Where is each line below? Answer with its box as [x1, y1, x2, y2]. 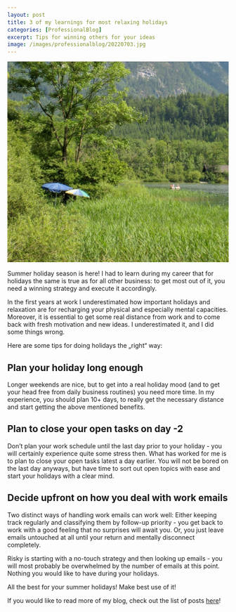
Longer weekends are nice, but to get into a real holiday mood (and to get [7, 380, 220, 389]
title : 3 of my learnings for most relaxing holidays [7, 18, 169, 26]
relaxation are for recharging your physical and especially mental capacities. [7, 306, 228, 314]
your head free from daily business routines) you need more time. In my [7, 387, 215, 396]
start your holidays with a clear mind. [7, 471, 114, 480]
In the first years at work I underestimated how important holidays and [7, 298, 211, 306]
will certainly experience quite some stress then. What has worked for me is [7, 449, 227, 457]
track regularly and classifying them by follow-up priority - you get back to [7, 518, 223, 526]
